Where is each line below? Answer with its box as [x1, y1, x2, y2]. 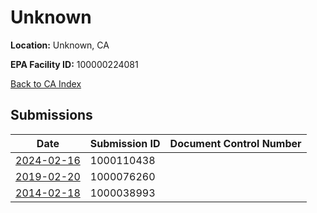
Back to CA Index [10, 77, 82, 90]
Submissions [10, 107, 93, 124]
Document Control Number [169, 136, 302, 150]
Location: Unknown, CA [10, 39, 110, 51]
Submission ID [89, 136, 161, 150]
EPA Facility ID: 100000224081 [10, 58, 139, 70]
